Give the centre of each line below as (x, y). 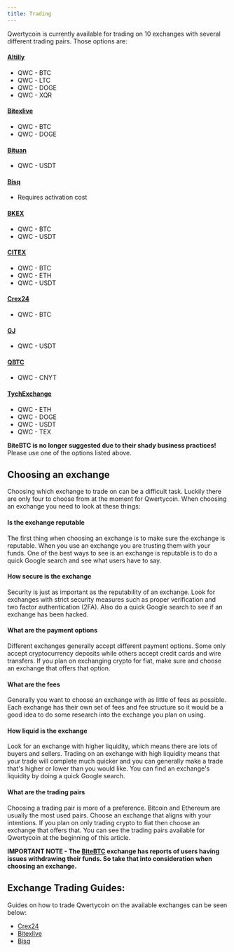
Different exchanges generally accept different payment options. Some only (117, 646)
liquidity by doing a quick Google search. (66, 776)
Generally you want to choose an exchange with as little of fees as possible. (117, 700)
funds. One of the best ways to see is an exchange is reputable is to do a (112, 553)
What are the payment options (53, 630)
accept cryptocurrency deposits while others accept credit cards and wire (114, 654)
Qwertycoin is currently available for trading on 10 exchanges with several (114, 34)
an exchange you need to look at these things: (74, 506)
